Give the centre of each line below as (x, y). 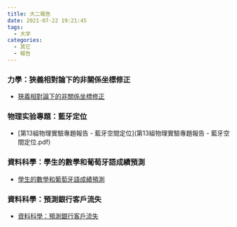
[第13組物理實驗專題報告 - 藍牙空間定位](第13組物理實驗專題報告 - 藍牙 (121, 133)
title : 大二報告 (29, 14)
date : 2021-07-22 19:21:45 (47, 21)
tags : (15, 27)
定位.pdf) (37, 142)
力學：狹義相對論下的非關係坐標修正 (69, 79)
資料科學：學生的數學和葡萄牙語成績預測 (76, 162)
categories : (25, 40)
